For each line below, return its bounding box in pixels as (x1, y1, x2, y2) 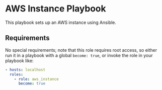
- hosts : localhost (5, 67, 46, 72)
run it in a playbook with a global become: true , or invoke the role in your (5, 52, 153, 58)
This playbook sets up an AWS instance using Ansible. (5, 19, 116, 25)
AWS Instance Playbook (5, 3, 106, 14)
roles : (9, 72, 23, 77)
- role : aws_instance (14, 77, 59, 82)
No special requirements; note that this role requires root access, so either (5, 47, 158, 53)
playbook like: (5, 58, 34, 64)
